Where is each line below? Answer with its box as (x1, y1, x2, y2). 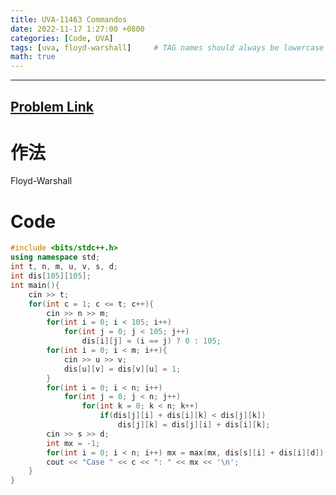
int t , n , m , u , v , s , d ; (10, 262, 118, 272)
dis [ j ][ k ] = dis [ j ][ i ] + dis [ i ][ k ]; (117, 420, 271, 430)
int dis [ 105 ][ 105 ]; (10, 271, 92, 281)
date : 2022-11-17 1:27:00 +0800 (10, 24, 145, 34)
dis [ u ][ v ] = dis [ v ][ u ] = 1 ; (63, 364, 182, 374)
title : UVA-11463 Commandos (10, 14, 128, 25)
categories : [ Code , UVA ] (10, 33, 114, 43)
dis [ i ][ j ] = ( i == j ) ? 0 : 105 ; (81, 336, 222, 346)
